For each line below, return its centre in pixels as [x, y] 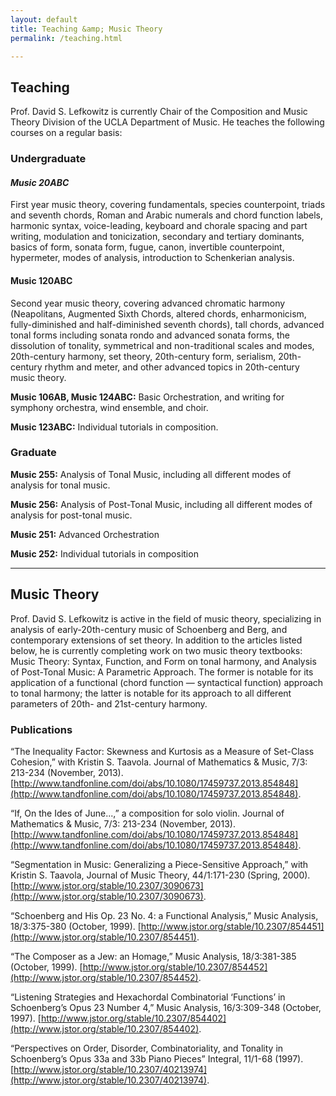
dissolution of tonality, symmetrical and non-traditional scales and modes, [162, 345]
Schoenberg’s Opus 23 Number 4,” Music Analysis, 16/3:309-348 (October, [166, 1007]
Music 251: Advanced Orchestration [85, 534]
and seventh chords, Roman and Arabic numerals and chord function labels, [167, 215]
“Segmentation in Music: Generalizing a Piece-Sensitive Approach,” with [159, 864]
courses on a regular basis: [66, 133]
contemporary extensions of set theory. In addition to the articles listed [156, 640]
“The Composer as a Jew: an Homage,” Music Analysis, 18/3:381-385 [153, 956]
